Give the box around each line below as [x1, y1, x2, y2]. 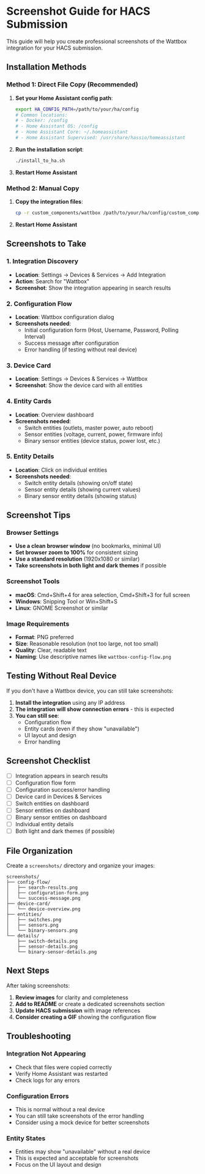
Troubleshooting [6, 1031, 72, 1042]
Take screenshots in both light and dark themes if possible [15, 562, 167, 569]
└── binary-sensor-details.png [17, 949, 97, 955]
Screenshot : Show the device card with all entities [15, 382, 143, 389]
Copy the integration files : [15, 198, 83, 205]
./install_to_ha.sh [15, 158, 65, 164]
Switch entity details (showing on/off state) [24, 479, 133, 486]
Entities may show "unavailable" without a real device [15, 1148, 151, 1156]
